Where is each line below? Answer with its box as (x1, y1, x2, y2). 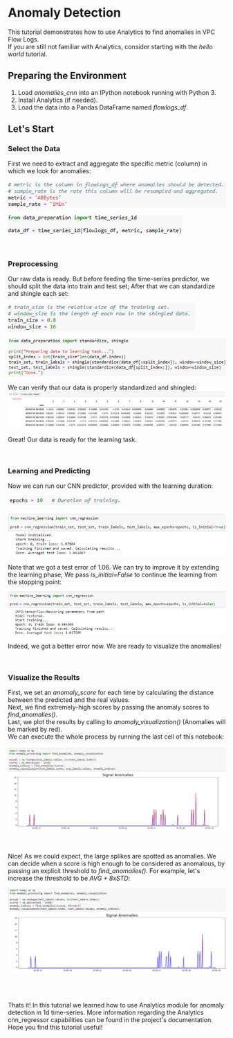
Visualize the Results (8, 672, 80, 682)
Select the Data (8, 144, 61, 154)
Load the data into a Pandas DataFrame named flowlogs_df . (17, 103, 189, 112)
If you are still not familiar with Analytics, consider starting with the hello (8, 42, 213, 51)
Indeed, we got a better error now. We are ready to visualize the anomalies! (8, 642, 222, 650)
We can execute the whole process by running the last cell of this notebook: (8, 732, 224, 741)
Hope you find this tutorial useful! (8, 1023, 103, 1031)
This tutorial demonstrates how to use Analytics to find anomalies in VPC (8, 28, 215, 36)
